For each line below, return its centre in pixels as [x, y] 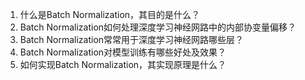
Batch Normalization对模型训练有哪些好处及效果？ [123, 52]
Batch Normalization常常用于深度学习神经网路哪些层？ [132, 39]
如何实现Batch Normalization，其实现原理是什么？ [123, 64]
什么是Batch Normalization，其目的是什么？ [110, 14]
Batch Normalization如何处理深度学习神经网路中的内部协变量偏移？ [158, 27]
